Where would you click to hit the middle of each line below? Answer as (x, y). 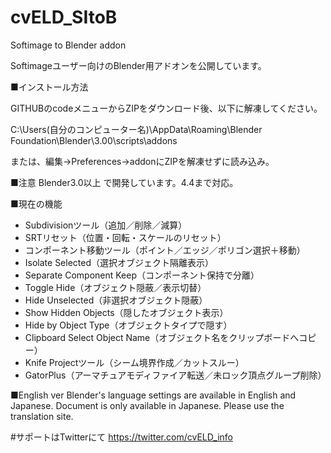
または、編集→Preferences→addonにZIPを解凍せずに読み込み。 (142, 161)
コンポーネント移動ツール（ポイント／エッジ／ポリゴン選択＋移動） (165, 250)
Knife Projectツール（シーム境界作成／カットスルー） (134, 362)
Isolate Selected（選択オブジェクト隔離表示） (119, 262)
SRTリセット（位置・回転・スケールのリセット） (125, 237)
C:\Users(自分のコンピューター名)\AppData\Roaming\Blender (136, 129)
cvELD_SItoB (64, 17)
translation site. (42, 416)
